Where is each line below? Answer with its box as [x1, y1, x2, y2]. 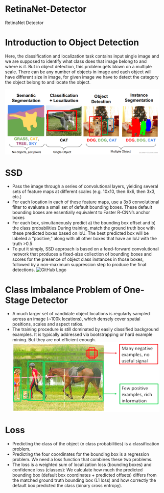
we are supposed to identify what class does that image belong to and [5, 58, 147, 64]
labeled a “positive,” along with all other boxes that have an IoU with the [12, 236, 157, 242]
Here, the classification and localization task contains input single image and [5, 53, 160, 59]
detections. [12, 267, 35, 273]
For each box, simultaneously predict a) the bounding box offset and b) [12, 220, 156, 226]
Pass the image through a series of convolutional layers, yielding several [12, 183, 158, 190]
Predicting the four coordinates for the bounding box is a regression [12, 451, 149, 457]
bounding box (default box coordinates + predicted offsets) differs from [12, 472, 157, 478]
